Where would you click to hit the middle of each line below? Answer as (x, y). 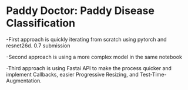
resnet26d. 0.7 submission (38, 46)
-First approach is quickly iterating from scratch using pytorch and (86, 39)
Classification (41, 23)
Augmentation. (24, 81)
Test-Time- (153, 74)
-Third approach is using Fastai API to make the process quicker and (89, 68)
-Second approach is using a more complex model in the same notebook (94, 57)
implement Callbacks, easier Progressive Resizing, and (73, 74)
